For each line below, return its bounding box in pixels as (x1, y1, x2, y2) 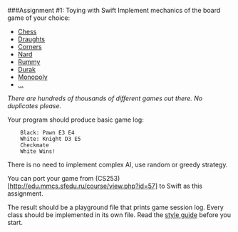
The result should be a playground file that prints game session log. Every (7, 203, 224, 211)
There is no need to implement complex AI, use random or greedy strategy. (7, 160, 228, 169)
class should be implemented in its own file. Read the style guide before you (7, 211, 232, 219)
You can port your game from (7, 174, 94, 182)
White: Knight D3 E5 (20, 135, 81, 142)
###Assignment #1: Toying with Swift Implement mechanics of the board (7, 6, 221, 14)
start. (7, 218, 24, 226)
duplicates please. (7, 102, 62, 110)
